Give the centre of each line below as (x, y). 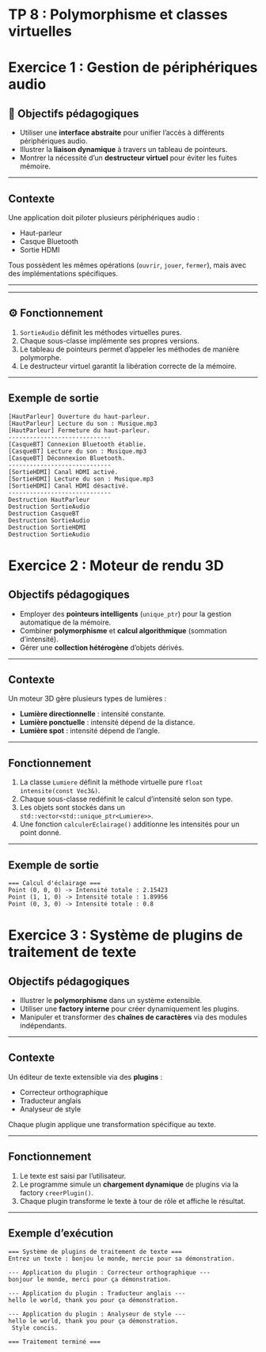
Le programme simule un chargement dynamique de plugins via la (129, 1184)
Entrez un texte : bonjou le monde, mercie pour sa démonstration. (122, 1259)
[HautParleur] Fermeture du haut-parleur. (79, 430)
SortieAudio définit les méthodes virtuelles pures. (101, 332)
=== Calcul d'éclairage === (55, 883)
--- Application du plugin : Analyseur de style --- (97, 1314)
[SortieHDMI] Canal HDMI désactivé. (68, 486)
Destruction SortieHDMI (47, 527)
